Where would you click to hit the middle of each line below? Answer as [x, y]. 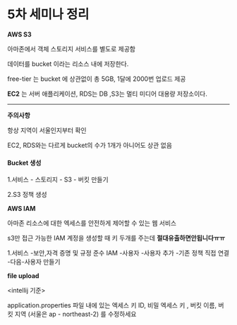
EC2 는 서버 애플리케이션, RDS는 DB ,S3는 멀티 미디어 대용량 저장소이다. [108, 94]
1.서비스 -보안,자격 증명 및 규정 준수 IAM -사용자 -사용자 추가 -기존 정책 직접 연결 [119, 253]
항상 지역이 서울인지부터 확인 [47, 130]
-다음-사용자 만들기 [34, 262]
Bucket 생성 [24, 162]
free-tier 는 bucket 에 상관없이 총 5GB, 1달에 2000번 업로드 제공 [97, 79]
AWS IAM [22, 209]
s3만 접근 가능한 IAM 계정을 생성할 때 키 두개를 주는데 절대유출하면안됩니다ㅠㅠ [116, 238]
